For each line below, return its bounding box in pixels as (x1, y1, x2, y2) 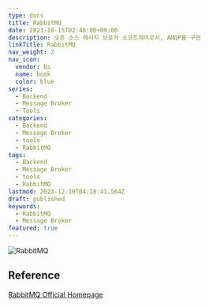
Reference (8, 269, 61, 283)
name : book (15, 70, 51, 78)
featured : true (8, 224, 58, 233)
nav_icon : (8, 56, 41, 64)
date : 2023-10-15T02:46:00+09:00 (8, 26, 118, 34)
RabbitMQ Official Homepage (8, 290, 104, 299)
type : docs (8, 11, 44, 20)
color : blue (15, 77, 55, 85)
